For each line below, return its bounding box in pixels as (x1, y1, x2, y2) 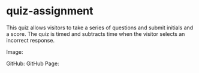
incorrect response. (6, 36, 55, 44)
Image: (6, 48, 23, 55)
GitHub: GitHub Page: (6, 60, 59, 67)
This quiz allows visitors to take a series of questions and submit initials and (6, 24, 194, 31)
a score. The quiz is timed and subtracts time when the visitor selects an (6, 30, 185, 37)
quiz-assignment (6, 4, 94, 18)
